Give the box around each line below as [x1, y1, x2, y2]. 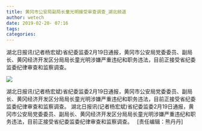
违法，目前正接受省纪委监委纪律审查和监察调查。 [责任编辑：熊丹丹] [11, 118, 183, 126]
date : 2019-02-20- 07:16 [6, 20, 69, 26]
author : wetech [6, 14, 44, 21]
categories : [6, 31, 36, 37]
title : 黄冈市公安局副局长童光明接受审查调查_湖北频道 [6, 8, 126, 15]
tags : [6, 25, 20, 32]
